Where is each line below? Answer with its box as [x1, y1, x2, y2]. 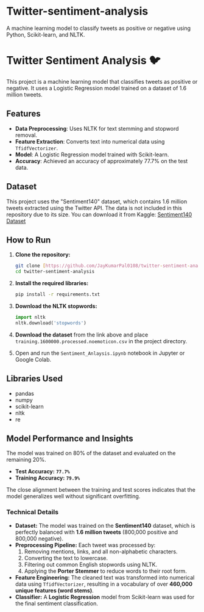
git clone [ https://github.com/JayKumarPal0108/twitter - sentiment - [15, 263, 191, 269]
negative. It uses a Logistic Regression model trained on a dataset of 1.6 [6, 84, 187, 92]
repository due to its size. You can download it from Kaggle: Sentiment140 [6, 211, 192, 218]
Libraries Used [6, 374, 63, 384]
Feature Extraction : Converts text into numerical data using [15, 137, 165, 145]
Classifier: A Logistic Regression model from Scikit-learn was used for [15, 593, 195, 600]
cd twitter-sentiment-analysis [15, 269, 95, 275]
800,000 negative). [15, 534, 64, 542]
